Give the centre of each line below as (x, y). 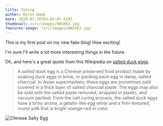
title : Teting (20, 10)
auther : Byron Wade (25, 14)
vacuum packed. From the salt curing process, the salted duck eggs (87, 98)
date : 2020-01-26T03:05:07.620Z (39, 19)
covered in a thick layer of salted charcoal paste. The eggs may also (88, 87)
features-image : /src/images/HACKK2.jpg (48, 28)
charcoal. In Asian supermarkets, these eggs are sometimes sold (84, 82)
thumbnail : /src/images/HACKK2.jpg (42, 24)
